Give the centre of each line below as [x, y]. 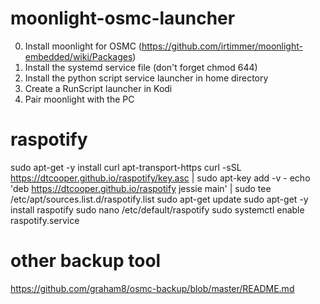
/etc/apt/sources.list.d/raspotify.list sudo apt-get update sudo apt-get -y [159, 199]
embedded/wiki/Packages [78, 56]
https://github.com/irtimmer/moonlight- [222, 46]
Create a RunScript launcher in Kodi [98, 88]
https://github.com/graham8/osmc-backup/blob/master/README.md [152, 288]
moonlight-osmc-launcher [123, 18]
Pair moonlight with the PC [79, 99]
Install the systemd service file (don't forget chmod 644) [141, 67]
